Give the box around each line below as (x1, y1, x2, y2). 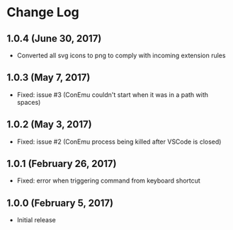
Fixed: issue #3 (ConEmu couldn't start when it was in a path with (16, 90, 209, 99)
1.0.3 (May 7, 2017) (6, 71, 91, 84)
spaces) (16, 98, 41, 106)
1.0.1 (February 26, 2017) (6, 158, 117, 170)
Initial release (16, 216, 56, 224)
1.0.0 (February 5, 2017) (6, 197, 114, 209)
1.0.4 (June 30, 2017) (6, 33, 102, 45)
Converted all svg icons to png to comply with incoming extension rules (16, 51, 226, 59)
